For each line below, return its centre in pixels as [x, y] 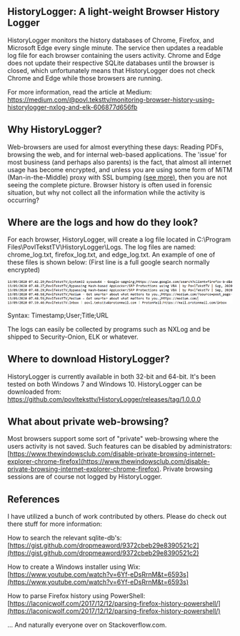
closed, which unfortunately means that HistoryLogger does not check [111, 70]
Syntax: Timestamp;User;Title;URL [58, 315]
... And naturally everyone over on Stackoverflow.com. [87, 625]
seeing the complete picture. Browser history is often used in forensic [110, 184]
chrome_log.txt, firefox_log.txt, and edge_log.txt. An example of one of [111, 255]
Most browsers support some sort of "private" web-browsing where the [113, 439]
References [34, 499]
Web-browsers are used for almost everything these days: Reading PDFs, [115, 146]
